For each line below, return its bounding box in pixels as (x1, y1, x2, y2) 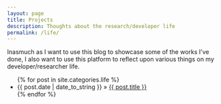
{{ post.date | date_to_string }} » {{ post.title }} (16, 83, 147, 91)
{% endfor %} (16, 90, 57, 99)
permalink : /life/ (7, 29, 59, 36)
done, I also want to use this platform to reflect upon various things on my (7, 55, 215, 64)
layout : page (7, 10, 44, 17)
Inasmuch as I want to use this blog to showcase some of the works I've (7, 48, 209, 56)
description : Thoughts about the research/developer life (7, 23, 175, 29)
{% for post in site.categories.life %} (16, 76, 120, 84)
